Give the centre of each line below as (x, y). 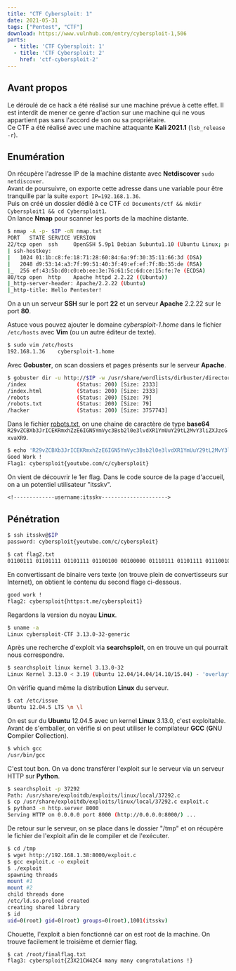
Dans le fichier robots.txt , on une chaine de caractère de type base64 (109, 424)
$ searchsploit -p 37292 (44, 789)
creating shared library (44, 907)
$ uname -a (23, 627)
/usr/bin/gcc (26, 755)
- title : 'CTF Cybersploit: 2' (59, 53)
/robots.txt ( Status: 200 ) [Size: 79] (80, 404)
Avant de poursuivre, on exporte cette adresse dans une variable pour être (115, 189)
